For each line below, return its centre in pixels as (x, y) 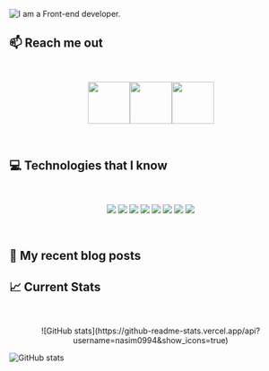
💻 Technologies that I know (88, 166)
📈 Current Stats (55, 287)
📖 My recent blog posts (75, 256)
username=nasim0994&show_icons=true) (151, 340)
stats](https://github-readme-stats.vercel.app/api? (167, 331)
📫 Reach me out (56, 43)
